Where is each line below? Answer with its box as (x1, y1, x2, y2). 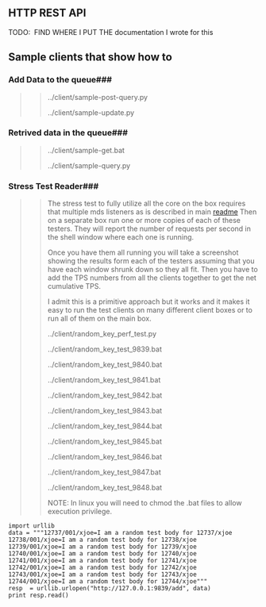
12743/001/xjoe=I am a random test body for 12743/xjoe (8, 571, 197, 578)
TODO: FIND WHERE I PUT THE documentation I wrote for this (8, 27, 214, 36)
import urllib (8, 522, 56, 530)
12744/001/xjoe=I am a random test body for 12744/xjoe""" (8, 578, 208, 586)
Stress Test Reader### (8, 180, 99, 191)
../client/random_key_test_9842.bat (47, 390, 163, 400)
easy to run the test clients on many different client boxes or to (47, 305, 253, 315)
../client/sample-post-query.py (47, 92, 148, 102)
